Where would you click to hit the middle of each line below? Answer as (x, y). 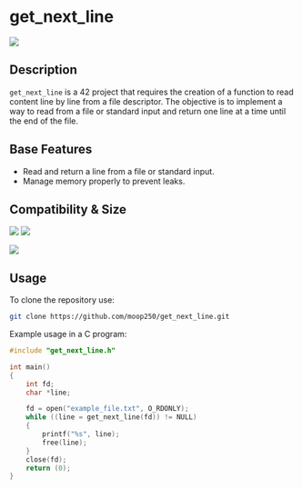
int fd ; (40, 384)
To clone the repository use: (62, 300)
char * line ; (48, 393)
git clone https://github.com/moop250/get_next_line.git (120, 317)
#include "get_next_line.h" (63, 351)
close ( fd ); (46, 459)
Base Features (51, 150)
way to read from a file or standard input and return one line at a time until (148, 111)
